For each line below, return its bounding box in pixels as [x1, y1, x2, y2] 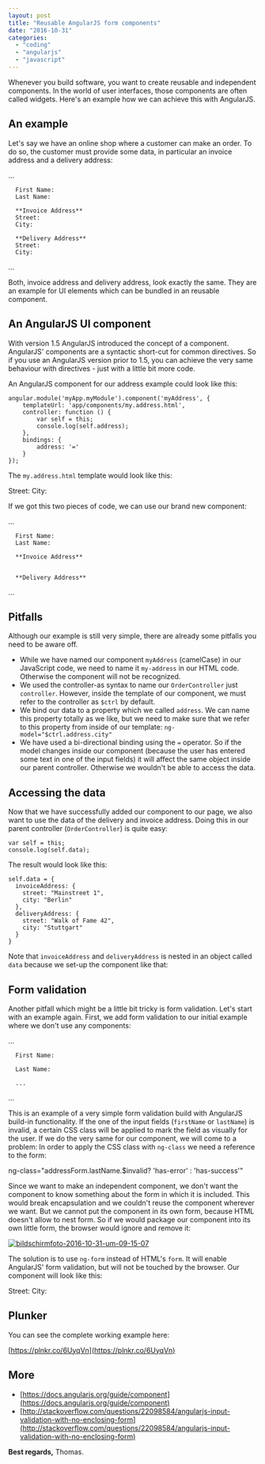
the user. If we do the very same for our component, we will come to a [8, 1134, 237, 1143]
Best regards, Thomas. [8, 1447, 85, 1456]
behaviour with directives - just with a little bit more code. [8, 364, 195, 373]
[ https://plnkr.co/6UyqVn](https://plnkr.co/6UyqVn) [8, 1345, 176, 1355]
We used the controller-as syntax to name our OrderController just [19, 681, 238, 690]
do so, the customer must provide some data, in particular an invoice [8, 147, 233, 156]
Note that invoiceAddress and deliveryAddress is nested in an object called [8, 951, 252, 961]
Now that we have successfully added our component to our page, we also [8, 807, 253, 817]
